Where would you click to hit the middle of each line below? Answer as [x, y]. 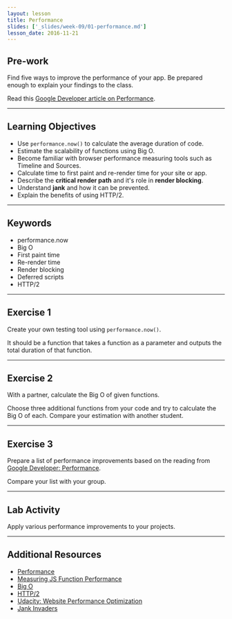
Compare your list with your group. [57, 482]
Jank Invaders [37, 608]
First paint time [38, 254]
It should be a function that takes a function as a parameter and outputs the [115, 342]
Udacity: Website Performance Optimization [80, 601]
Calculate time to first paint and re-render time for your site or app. [112, 173]
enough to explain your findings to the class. [70, 85]
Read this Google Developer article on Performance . [81, 98]
